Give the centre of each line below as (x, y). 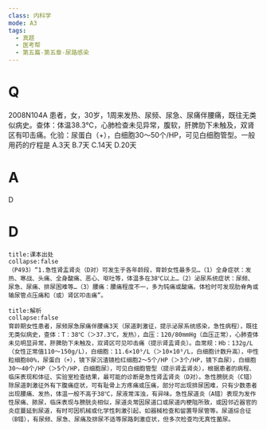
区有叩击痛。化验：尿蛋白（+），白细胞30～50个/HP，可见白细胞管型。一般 (132, 135)
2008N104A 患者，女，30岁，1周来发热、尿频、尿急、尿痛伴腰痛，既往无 (129, 115)
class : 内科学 (30, 16)
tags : (17, 30)
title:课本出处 (31, 254)
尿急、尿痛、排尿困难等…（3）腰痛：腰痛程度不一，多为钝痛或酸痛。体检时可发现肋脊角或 (133, 287)
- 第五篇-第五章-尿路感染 (52, 53)
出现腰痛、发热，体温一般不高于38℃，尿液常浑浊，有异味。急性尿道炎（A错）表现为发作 (132, 394)
